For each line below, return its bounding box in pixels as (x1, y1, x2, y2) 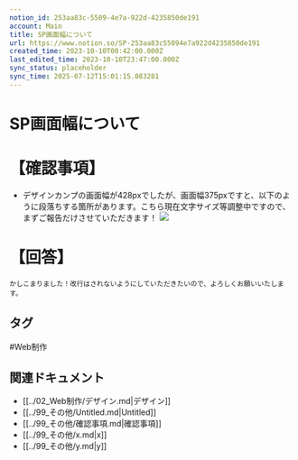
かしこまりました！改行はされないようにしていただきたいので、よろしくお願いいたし (9, 279, 278, 289)
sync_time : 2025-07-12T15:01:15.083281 (9, 72, 160, 81)
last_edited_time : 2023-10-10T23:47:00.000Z (9, 55, 180, 64)
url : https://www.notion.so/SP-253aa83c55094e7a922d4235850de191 (9, 38, 260, 48)
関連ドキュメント (9, 371, 105, 386)
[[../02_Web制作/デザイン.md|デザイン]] (22, 396, 172, 407)
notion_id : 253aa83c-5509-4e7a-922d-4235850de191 (9, 13, 200, 23)
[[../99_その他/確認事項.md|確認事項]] (22, 419, 163, 429)
